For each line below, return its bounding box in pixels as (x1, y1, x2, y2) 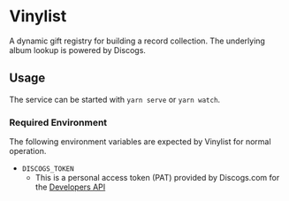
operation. (9, 146, 47, 157)
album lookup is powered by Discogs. (9, 44, 146, 55)
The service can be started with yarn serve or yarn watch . (9, 94, 221, 104)
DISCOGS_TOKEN (21, 165, 74, 174)
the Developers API (34, 182, 106, 192)
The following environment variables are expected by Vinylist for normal (9, 136, 271, 147)
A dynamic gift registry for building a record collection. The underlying (9, 35, 265, 46)
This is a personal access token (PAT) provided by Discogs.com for (34, 173, 280, 183)
